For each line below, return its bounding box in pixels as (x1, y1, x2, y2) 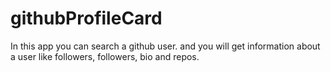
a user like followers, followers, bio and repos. (10, 50, 200, 62)
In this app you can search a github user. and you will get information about (10, 40, 321, 52)
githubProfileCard (10, 7, 163, 30)
